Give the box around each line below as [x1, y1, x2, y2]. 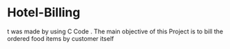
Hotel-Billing [7, 5, 81, 20]
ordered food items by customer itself [7, 34, 114, 42]
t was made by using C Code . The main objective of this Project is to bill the [7, 27, 224, 35]
